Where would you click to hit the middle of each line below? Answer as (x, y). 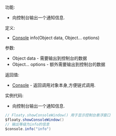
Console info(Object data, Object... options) (56, 38)
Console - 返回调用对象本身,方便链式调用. (54, 85)
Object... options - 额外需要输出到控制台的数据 (59, 64)
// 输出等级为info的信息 (27, 124)
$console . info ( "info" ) (28, 129)
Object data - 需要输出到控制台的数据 (49, 58)
